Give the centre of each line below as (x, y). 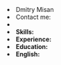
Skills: (25, 32)
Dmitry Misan (35, 9)
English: (28, 54)
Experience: (34, 39)
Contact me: (34, 17)
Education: (32, 46)
